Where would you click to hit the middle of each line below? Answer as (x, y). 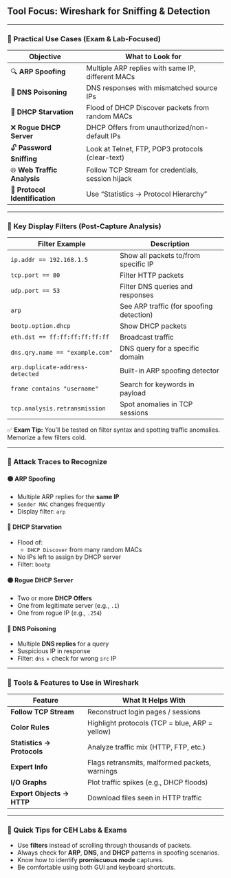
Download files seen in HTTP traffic (144, 798)
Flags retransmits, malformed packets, (149, 762)
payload (133, 393)
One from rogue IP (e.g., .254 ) (59, 613)
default (97, 136)
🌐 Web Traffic (34, 170)
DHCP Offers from (115, 128)
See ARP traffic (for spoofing (166, 307)
